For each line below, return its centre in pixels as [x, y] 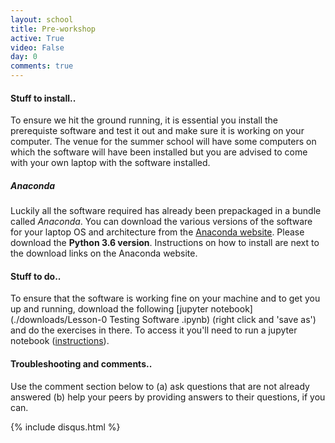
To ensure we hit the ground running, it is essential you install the [144, 120]
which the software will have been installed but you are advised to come [159, 152]
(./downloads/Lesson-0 [59, 320]
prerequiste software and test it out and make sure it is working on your [157, 131]
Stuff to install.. [43, 98]
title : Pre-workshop [53, 29]
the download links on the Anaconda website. [104, 253]
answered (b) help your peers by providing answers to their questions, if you [168, 397]
